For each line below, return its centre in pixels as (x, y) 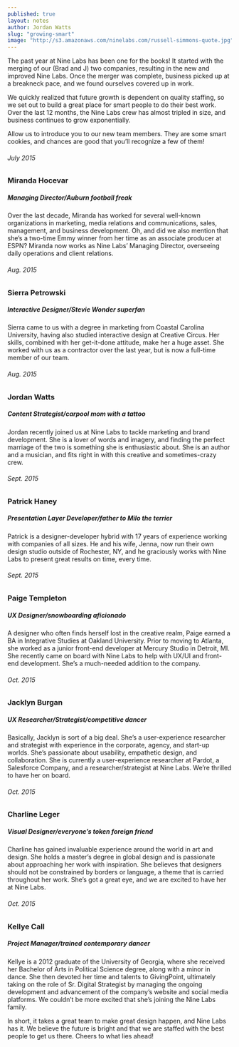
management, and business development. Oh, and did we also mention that (118, 231)
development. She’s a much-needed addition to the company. (110, 663)
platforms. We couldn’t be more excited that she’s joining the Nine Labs (111, 999)
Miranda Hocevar (38, 180)
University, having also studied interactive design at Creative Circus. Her (113, 335)
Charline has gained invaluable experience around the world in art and (110, 849)
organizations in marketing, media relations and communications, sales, (112, 223)
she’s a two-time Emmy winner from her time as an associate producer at (115, 238)
